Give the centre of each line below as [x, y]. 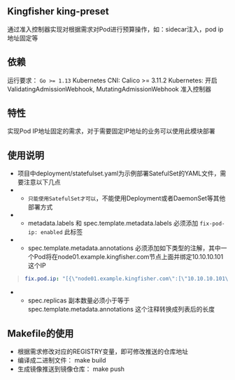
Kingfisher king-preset [58, 12]
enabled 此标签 [62, 232]
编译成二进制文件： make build [62, 360]
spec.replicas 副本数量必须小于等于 [79, 300]
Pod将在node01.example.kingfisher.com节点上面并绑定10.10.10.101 [129, 257]
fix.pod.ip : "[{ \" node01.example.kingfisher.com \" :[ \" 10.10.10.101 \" [128, 279]
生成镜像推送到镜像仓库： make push [71, 369]
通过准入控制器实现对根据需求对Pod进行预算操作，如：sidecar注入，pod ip [115, 29]
